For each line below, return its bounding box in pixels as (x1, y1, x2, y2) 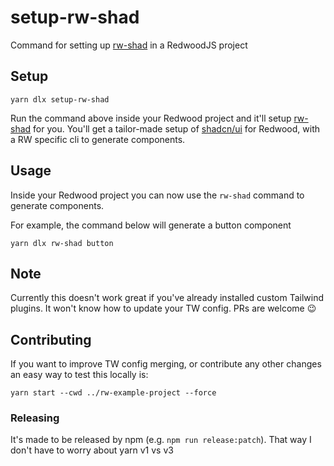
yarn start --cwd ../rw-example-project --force (10, 388, 217, 398)
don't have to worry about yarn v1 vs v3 (10, 444, 174, 456)
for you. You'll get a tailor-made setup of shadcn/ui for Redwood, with (33, 122, 321, 135)
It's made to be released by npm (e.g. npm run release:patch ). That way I (10, 434, 312, 446)
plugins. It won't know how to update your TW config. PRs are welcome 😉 (10, 302, 317, 315)
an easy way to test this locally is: (10, 369, 149, 381)
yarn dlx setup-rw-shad (10, 94, 110, 105)
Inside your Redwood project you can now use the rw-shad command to (10, 189, 305, 201)
